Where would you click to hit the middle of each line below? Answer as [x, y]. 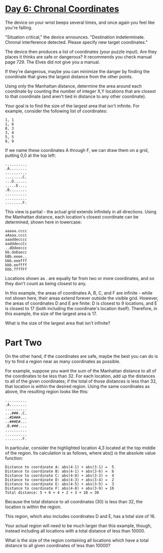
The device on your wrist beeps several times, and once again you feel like [80, 22]
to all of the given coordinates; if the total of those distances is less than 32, [81, 381]
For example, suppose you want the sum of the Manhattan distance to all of [81, 370]
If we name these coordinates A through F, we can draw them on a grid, [77, 150]
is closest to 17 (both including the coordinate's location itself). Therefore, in [81, 308]
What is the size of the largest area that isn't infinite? [58, 323]
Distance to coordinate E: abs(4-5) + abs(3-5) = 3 [60, 484]
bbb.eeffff [16, 265]
